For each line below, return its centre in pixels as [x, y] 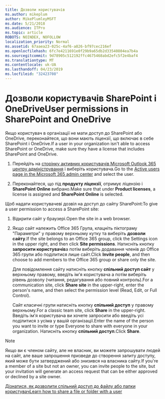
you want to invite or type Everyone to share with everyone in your [80, 326]
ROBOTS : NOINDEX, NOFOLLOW [33, 38]
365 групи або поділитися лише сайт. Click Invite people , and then [81, 254]
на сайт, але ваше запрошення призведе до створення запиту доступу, [80, 356]
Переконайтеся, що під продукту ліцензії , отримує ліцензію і [78, 184]
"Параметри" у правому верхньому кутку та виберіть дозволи [79, 233]
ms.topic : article [24, 33]
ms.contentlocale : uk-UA [31, 65]
